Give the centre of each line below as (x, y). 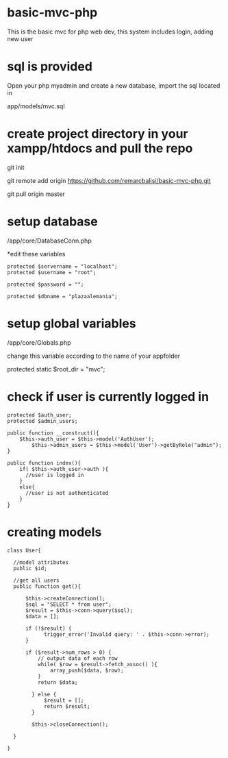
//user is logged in (54, 475)
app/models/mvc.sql (36, 106)
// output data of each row (77, 658)
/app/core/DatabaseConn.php (49, 241)
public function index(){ (44, 463)
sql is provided (50, 67)
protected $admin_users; (42, 421)
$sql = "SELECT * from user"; (68, 604)
